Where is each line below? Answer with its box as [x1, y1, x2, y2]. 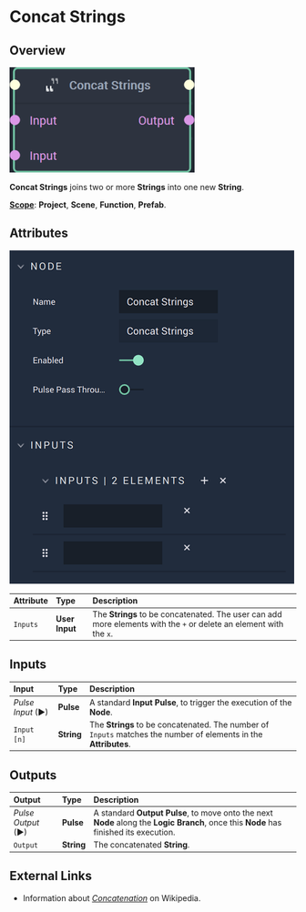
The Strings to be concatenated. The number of [89, 719, 270, 730]
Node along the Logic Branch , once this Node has [93, 816, 282, 827]
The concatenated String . [93, 839, 190, 850]
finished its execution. [93, 826, 176, 837]
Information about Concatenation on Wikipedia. [22, 892, 201, 903]
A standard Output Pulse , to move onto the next [93, 807, 273, 818]
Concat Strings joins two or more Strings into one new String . [9, 182, 244, 192]
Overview [9, 43, 66, 58]
